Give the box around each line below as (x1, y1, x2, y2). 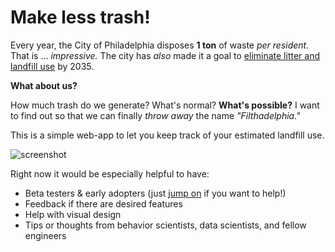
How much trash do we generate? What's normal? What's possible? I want (10, 99, 320, 111)
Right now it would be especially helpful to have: (10, 167, 210, 180)
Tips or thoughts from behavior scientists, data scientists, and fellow (24, 219, 307, 231)
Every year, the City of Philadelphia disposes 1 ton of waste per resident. (10, 39, 310, 51)
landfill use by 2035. (10, 60, 95, 72)
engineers (24, 229, 67, 241)
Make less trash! (10, 6, 151, 29)
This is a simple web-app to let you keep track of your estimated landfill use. (10, 129, 325, 141)
